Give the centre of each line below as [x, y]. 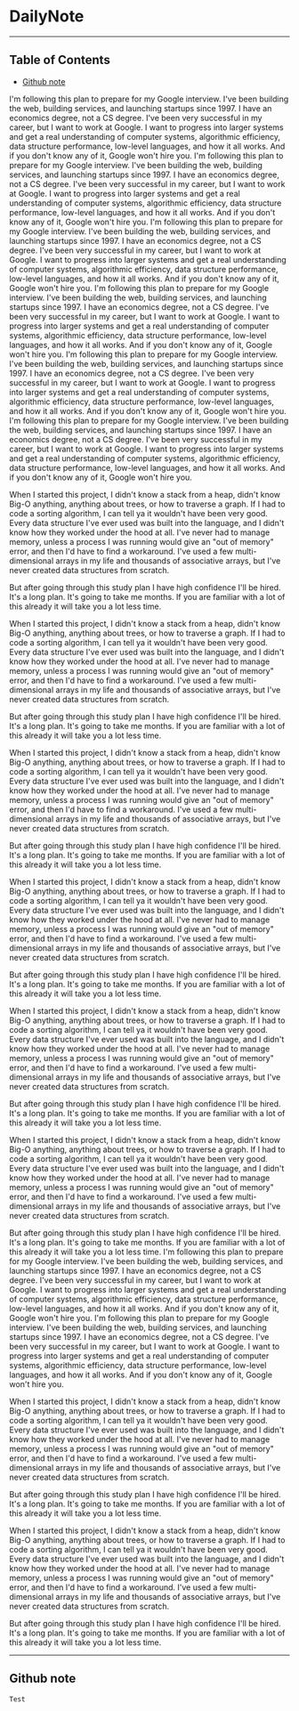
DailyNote [47, 16]
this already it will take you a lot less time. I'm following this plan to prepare [146, 1252]
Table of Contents [60, 60]
